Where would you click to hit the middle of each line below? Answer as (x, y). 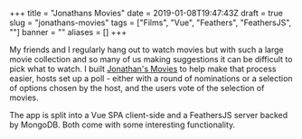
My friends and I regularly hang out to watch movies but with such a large (146, 50)
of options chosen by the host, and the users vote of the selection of (137, 88)
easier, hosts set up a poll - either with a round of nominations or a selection (151, 79)
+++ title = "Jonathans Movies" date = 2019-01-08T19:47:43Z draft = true (146, 13)
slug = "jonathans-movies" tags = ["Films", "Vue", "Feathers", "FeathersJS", (151, 23)
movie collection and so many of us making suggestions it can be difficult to (151, 59)
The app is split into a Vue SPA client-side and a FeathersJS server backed (149, 115)
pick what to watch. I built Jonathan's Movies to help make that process (143, 69)
